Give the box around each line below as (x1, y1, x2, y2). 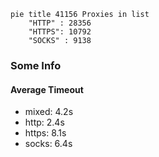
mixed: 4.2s (24, 106, 74, 118)
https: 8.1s (24, 127, 67, 139)
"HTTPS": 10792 (28, 27, 92, 37)
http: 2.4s (24, 116, 65, 129)
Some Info (10, 58, 62, 72)
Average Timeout (10, 83, 84, 95)
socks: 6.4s (24, 138, 73, 150)
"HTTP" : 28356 (28, 18, 92, 28)
